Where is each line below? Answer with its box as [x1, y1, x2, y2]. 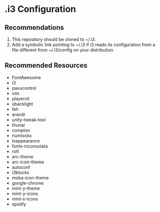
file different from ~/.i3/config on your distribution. [11, 47, 115, 53]
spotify [11, 201, 27, 207]
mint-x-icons [11, 196, 38, 202]
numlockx [11, 133, 32, 139]
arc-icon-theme [11, 159, 44, 165]
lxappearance [11, 138, 40, 143]
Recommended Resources [4, 61, 87, 70]
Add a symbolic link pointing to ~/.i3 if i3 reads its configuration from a [11, 42, 156, 48]
